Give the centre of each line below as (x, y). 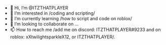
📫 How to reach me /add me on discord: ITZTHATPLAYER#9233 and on (85, 30)
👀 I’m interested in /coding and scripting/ (52, 13)
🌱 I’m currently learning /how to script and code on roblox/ (71, 18)
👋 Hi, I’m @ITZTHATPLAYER (39, 8)
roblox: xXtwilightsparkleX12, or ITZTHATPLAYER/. (63, 37)
